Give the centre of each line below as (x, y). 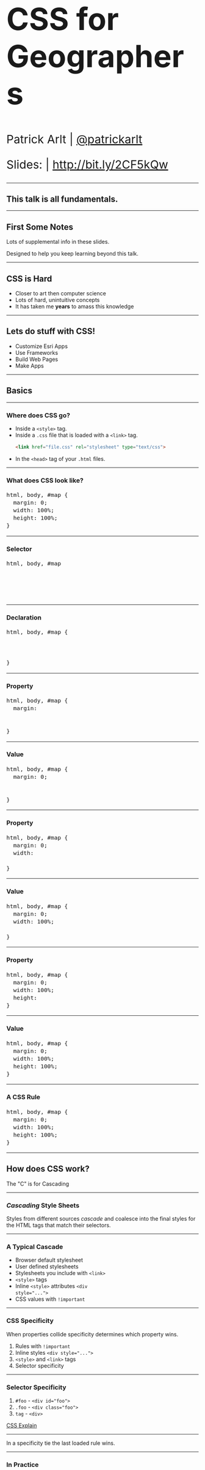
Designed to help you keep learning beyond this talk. (73, 254)
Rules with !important (43, 1346)
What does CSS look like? (45, 480)
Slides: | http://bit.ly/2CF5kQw (88, 164)
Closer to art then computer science (61, 294)
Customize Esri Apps (41, 346)
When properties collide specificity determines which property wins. (92, 1334)
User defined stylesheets (47, 1267)
